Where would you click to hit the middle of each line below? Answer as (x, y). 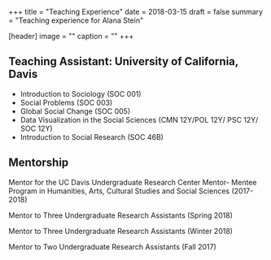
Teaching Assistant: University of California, (123, 61)
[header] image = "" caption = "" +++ (71, 36)
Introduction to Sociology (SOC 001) (81, 93)
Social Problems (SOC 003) (66, 102)
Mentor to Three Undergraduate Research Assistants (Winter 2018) (121, 231)
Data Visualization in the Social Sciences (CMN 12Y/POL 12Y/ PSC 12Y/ (139, 119)
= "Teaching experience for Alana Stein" (76, 20)
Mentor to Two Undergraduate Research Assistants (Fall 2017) (113, 246)
